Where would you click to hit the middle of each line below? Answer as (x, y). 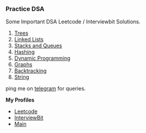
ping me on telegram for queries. (46, 89)
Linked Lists (29, 40)
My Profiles (20, 100)
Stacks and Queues (38, 46)
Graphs (23, 64)
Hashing (24, 52)
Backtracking (30, 71)
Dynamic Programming (42, 59)
